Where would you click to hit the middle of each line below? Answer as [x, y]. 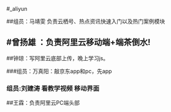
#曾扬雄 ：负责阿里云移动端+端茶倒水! [78, 42]
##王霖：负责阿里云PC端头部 [43, 103]
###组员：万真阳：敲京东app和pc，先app [59, 71]
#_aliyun [17, 9]
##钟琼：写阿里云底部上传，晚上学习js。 [58, 58]
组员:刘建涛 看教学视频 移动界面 [53, 88]
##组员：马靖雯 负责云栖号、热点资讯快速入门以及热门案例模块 [86, 21]
